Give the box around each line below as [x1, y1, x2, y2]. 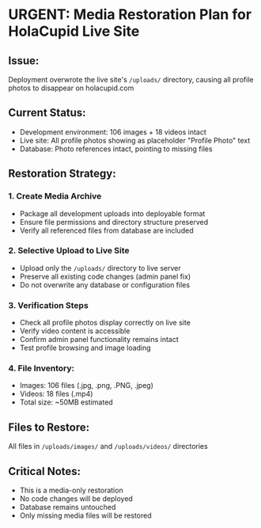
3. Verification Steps [8, 299, 89, 310]
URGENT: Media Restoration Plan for [8, 6, 252, 24]
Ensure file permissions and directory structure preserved [19, 217, 208, 226]
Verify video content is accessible [19, 326, 130, 336]
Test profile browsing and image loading [19, 343, 152, 353]
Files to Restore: [8, 420, 90, 434]
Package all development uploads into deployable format [19, 208, 206, 218]
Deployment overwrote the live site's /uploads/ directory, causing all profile [8, 75, 254, 84]
